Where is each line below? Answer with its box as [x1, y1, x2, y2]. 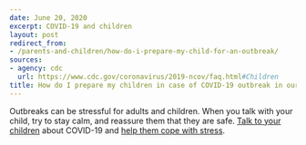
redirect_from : [9, 38, 67, 48]
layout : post [9, 30, 59, 39]
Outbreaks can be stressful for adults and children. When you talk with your [9, 105, 293, 116]
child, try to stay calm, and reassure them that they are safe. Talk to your [9, 115, 281, 126]
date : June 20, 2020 [9, 13, 88, 23]
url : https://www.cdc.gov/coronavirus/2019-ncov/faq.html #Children [17, 72, 280, 82]
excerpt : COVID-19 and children [9, 22, 132, 31]
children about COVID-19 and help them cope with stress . [9, 124, 226, 136]
